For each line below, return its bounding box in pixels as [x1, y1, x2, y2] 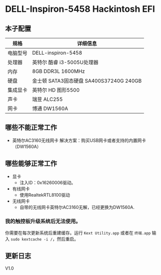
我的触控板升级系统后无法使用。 [5, 218, 81, 225]
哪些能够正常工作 [5, 159, 57, 168]
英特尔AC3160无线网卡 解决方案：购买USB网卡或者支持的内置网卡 [12, 137, 146, 143]
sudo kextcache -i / [10, 237, 53, 242]
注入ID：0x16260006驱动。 [19, 179, 76, 185]
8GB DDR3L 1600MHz [32, 68, 85, 74]
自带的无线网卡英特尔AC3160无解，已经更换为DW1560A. [19, 204, 134, 210]
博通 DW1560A [32, 105, 68, 112]
